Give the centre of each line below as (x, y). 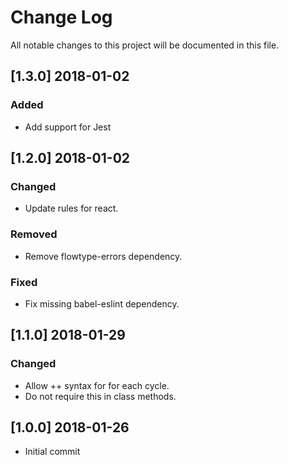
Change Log (61, 17)
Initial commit (52, 452)
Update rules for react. (71, 208)
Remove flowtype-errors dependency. (103, 256)
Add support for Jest (68, 127)
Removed (34, 234)
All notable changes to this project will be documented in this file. (145, 45)
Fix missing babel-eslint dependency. (102, 303)
